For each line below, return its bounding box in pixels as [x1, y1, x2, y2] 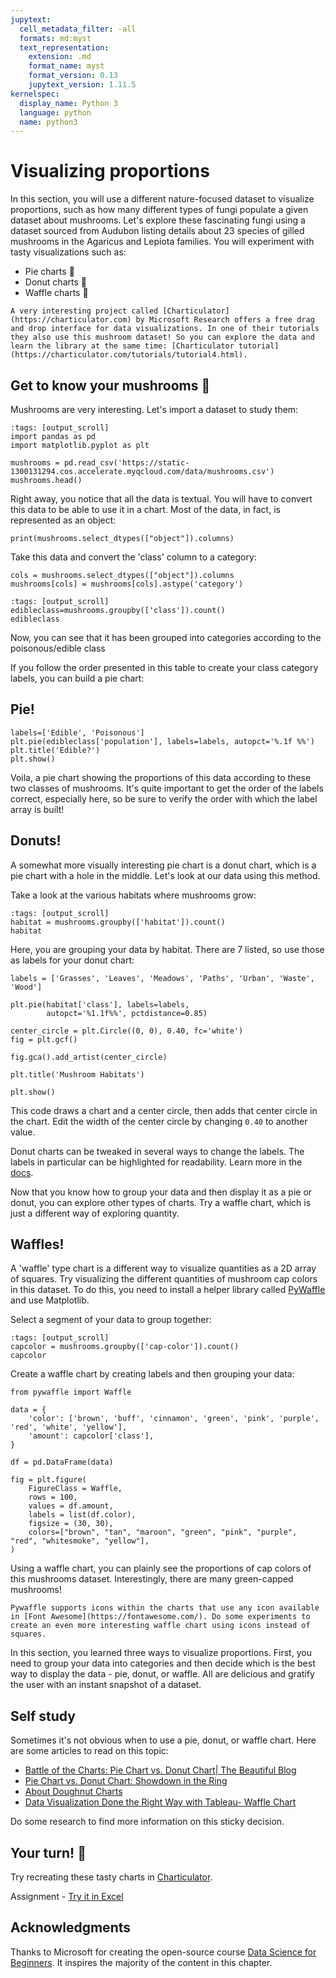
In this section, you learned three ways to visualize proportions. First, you [10, 1647, 312, 1659]
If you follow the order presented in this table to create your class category [10, 662, 319, 673]
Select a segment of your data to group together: [10, 1314, 212, 1326]
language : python [19, 107, 92, 118]
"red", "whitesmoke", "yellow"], [10, 1536, 150, 1546]
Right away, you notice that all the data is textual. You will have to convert [10, 493, 313, 505]
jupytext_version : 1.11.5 [28, 80, 137, 90]
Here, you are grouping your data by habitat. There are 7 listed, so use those [10, 943, 325, 955]
